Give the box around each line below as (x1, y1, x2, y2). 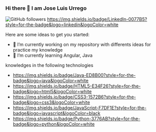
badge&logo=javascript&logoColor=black (12, 110, 101, 117)
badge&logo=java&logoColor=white (12, 78, 89, 84)
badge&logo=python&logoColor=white (12, 121, 95, 127)
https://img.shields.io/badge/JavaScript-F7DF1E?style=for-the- (12, 105, 147, 111)
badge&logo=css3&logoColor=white (12, 99, 90, 105)
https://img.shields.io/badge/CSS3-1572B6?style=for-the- (12, 94, 136, 100)
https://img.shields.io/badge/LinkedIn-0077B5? (47, 16, 148, 23)
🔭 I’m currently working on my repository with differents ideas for (12, 41, 151, 48)
